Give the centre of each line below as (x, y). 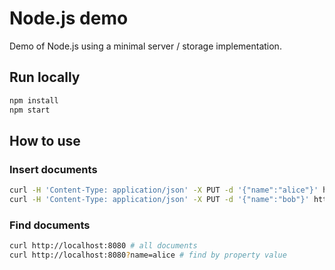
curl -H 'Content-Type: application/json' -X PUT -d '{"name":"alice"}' (164, 190)
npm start (30, 110)
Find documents (50, 225)
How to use (45, 140)
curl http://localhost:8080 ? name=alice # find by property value (148, 255)
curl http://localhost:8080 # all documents (103, 246)
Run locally (45, 77)
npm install (34, 100)
